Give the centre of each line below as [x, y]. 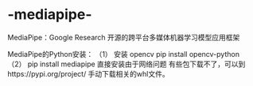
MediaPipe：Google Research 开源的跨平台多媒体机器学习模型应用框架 [124, 37]
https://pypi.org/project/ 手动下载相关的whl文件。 [88, 73]
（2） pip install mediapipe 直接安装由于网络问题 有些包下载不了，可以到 [127, 64]
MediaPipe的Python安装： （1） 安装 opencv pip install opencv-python [124, 54]
